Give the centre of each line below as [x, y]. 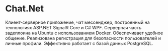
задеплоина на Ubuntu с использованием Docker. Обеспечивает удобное [84, 33]
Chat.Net [25, 9]
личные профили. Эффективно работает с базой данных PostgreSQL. [79, 43]
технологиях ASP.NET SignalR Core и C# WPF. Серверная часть [73, 27]
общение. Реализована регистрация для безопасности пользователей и [83, 38]
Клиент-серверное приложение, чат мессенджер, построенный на [77, 22]
